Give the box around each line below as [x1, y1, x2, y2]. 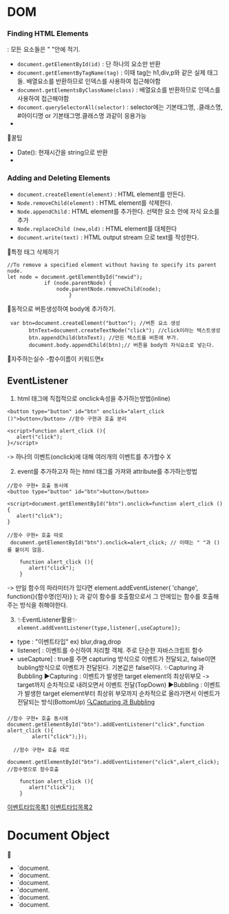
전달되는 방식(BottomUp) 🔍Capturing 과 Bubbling [17, 697, 155, 706]
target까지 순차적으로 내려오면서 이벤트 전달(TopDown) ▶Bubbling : [17, 680, 203, 688]
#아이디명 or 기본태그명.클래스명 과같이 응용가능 [17, 112, 146, 120]
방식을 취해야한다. [19, 601, 68, 609]
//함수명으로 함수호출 [7, 766, 59, 773]
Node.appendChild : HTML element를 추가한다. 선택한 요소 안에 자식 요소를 [17, 207, 220, 215]
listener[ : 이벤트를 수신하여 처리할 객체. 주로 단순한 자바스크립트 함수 [17, 646, 204, 654]
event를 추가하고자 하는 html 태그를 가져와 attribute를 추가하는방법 [17, 467, 198, 475]
